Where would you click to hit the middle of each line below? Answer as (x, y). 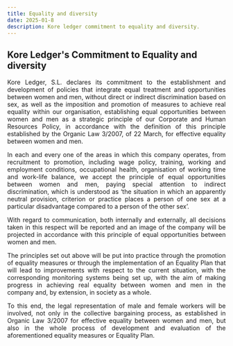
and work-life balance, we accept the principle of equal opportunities (116, 177)
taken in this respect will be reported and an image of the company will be (116, 227)
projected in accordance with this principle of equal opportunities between (116, 235)
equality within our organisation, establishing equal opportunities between (116, 112)
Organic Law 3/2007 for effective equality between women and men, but (116, 321)
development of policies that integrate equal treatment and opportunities (116, 90)
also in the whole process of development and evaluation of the (116, 328)
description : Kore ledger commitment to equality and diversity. (103, 26)
